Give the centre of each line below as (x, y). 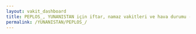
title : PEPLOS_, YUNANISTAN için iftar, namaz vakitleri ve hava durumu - (99, 17)
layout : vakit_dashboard (36, 11)
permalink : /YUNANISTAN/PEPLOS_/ (47, 22)
